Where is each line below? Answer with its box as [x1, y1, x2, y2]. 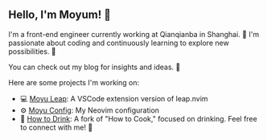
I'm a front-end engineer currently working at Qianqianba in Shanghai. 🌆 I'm [8, 29, 260, 39]
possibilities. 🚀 [8, 46, 56, 56]
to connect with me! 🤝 [19, 122, 93, 132]
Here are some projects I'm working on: [8, 77, 139, 87]
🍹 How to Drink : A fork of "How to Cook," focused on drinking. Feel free [19, 113, 257, 123]
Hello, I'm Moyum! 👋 [8, 8, 111, 22]
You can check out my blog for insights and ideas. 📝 [8, 62, 181, 72]
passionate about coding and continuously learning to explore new [8, 38, 229, 47]
